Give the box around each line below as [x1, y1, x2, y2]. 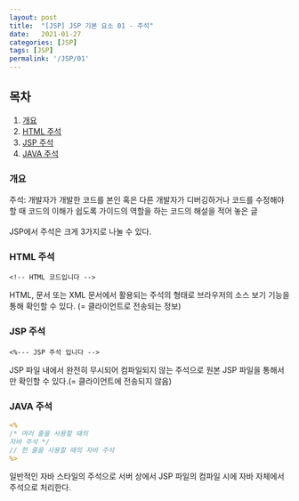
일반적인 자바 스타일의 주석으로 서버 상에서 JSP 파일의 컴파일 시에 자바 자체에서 [9, 471, 285, 481]
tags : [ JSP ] [9, 46, 53, 55]
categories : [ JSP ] [9, 37, 77, 47]
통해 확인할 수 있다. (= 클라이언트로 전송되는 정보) [9, 301, 182, 311]
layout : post [9, 12, 58, 22]
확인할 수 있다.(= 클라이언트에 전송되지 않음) [18, 376, 172, 386]
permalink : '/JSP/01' [9, 54, 90, 63]
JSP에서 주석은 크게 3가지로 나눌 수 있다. [9, 226, 152, 237]
